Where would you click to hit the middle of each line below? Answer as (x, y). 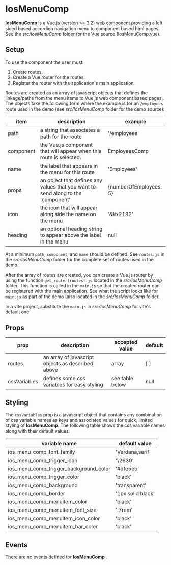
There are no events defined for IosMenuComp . (56, 557)
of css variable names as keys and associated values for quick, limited (79, 420)
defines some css (64, 378)
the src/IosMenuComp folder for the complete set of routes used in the (80, 259)
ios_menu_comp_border (36, 494)
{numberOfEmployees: (135, 186)
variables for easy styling (73, 384)
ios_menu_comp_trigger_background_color (59, 469)
